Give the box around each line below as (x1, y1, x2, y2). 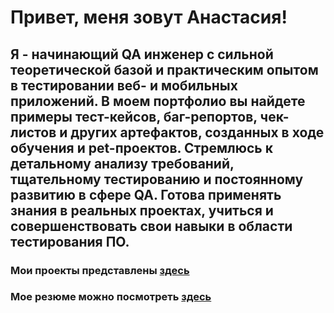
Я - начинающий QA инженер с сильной (10, 46, 274, 63)
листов (10, 124, 57, 141)
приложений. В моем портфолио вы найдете (10, 92, 306, 110)
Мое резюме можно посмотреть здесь (10, 290, 212, 304)
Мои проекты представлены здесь (10, 263, 190, 277)
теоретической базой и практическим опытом (10, 61, 319, 78)
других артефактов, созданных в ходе (70, 124, 325, 141)
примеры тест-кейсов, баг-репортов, (10, 108, 258, 125)
